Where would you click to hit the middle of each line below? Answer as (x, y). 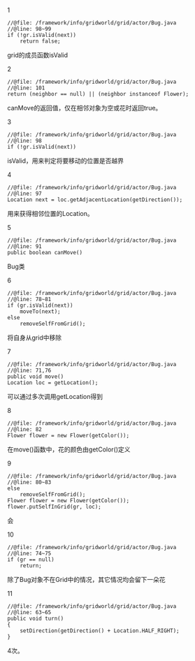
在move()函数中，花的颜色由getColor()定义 (69, 449)
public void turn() (36, 618)
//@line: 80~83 (29, 482)
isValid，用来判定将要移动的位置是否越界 (66, 161)
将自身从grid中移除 (34, 337)
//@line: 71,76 (29, 370)
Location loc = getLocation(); (53, 383)
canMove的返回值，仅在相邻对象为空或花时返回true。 (85, 108)
